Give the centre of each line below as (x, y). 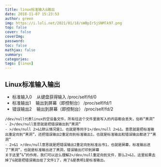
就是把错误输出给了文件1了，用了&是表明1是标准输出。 (61, 160)
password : (15, 41)
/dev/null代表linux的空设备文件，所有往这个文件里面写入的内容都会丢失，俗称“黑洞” (80, 119)
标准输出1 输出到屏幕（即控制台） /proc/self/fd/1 (62, 103)
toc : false (16, 46)
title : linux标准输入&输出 (30, 9)
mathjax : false (20, 50)
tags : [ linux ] (19, 63)
